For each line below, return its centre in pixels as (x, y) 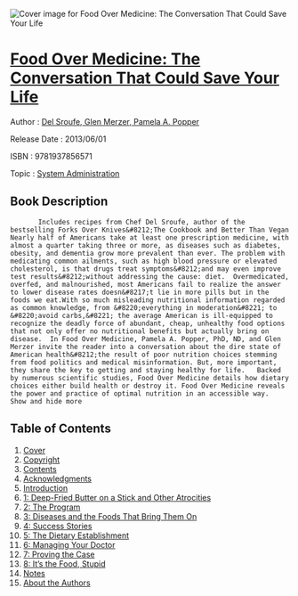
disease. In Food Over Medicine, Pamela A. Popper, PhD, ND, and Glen (145, 339)
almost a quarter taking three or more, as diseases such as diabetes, (145, 245)
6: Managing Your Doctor (69, 544)
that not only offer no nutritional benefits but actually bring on (140, 331)
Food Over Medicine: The (105, 59)
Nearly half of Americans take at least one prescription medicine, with (150, 237)
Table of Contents (61, 429)
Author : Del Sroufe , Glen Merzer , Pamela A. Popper (105, 121)
